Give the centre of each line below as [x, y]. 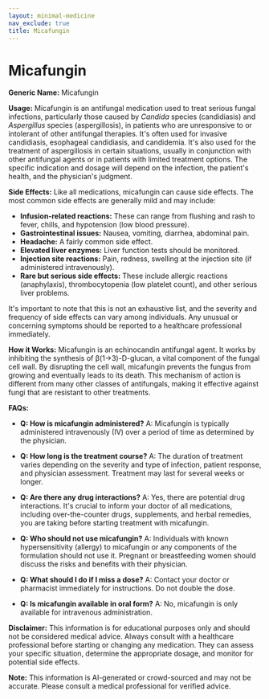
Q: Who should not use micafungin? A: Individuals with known [124, 538]
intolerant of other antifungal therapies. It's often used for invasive [118, 134]
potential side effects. [44, 662]
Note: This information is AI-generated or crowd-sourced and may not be [130, 678]
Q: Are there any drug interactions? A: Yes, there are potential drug [132, 497]
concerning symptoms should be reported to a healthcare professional [125, 325]
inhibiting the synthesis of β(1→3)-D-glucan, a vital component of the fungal [134, 358]
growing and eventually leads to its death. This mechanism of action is [124, 375]
